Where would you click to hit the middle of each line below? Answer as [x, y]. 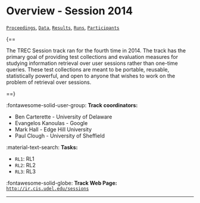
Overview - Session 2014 [69, 11]
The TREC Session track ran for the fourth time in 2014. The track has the [96, 50]
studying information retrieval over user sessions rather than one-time [92, 63]
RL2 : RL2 [25, 165]
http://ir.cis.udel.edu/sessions [48, 189]
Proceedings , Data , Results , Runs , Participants [63, 27]
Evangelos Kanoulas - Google [51, 123]
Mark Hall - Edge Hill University [53, 129]
